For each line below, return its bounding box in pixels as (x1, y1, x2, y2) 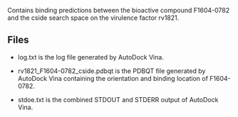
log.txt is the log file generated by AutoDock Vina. (17, 52, 164, 61)
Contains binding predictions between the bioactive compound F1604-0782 (7, 6, 230, 14)
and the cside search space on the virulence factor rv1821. (7, 13, 180, 22)
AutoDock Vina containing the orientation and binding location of (17, 74, 209, 82)
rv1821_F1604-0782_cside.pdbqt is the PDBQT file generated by (17, 67, 206, 75)
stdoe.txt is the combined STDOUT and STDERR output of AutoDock (17, 95, 219, 104)
